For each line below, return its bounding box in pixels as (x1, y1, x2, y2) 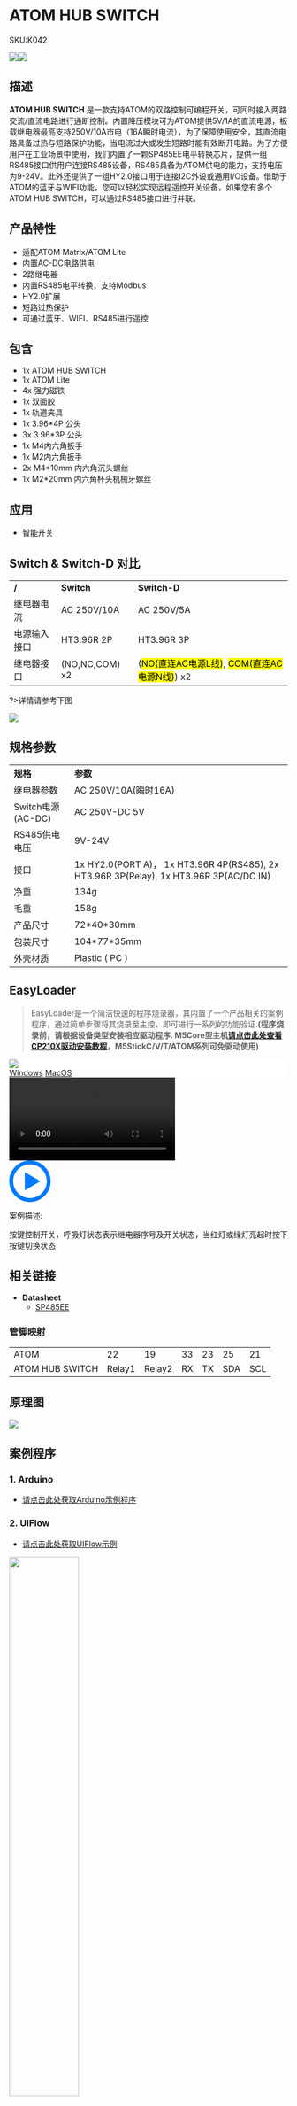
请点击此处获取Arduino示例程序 (21, 1494, 137, 1506)
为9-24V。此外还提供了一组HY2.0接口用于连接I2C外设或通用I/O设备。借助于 (9, 170, 287, 182)
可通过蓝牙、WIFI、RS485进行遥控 (21, 313, 148, 323)
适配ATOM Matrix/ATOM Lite (21, 246, 126, 257)
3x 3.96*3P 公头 (21, 430, 83, 440)
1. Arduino (9, 1473, 54, 1485)
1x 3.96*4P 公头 (21, 418, 81, 430)
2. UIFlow (9, 1517, 50, 1529)
